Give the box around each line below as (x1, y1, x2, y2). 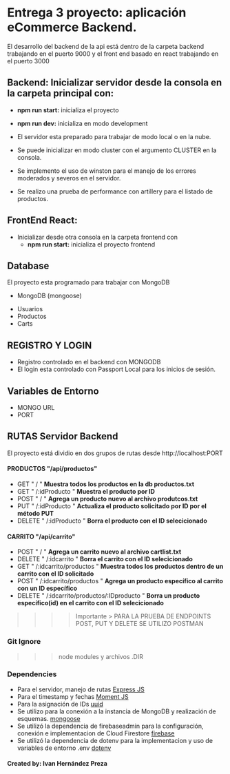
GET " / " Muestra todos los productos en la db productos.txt (17, 480, 195, 488)
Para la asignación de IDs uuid (17, 700, 103, 708)
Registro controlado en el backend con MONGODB (17, 358, 161, 366)
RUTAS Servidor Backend (7, 430, 118, 442)
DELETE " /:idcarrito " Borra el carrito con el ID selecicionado (17, 555, 193, 563)
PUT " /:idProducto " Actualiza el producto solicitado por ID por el (17, 502, 207, 510)
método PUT (17, 510, 54, 518)
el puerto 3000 (7, 56, 50, 65)
